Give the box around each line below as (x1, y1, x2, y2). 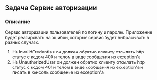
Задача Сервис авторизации (5, 4, 97, 12)
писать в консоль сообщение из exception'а (12, 69, 104, 75)
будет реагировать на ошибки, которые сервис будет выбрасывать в (5, 34, 149, 40)
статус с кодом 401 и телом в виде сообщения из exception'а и (12, 64, 143, 70)
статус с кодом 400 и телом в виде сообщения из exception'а (12, 54, 141, 60)
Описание (5, 18, 31, 25)
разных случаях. (5, 40, 40, 45)
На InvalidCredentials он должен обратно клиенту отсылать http (12, 49, 144, 54)
